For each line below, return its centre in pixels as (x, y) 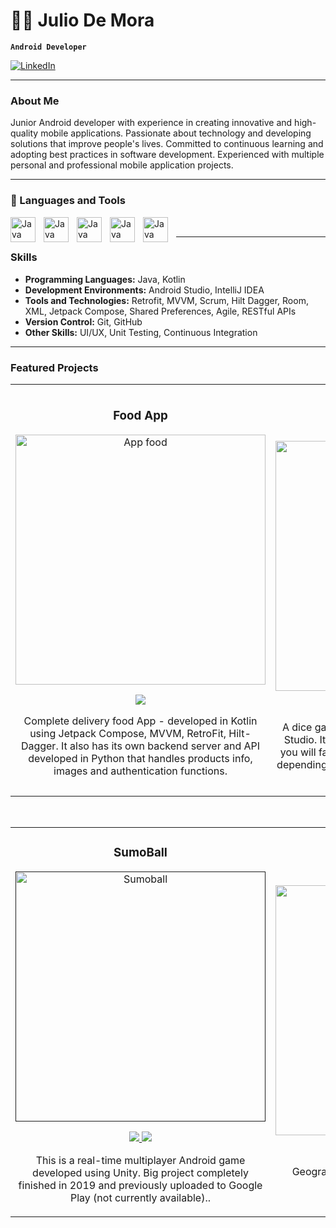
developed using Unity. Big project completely (140, 1172)
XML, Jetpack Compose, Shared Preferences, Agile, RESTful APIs (160, 311)
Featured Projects (54, 367)
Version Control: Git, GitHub (83, 321)
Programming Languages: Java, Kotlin (105, 279)
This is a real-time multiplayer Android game (140, 1160)
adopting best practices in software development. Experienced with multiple (167, 155)
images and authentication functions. (140, 771)
